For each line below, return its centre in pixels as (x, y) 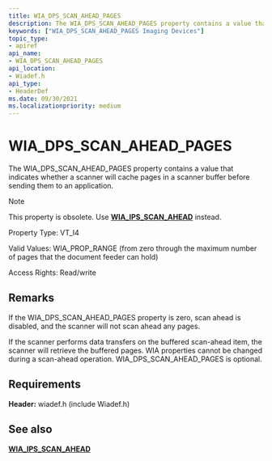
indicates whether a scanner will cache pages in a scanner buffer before (129, 177)
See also (30, 429)
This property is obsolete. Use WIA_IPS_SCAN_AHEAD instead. (115, 217)
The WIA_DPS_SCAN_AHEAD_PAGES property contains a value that (121, 169)
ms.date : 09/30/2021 (43, 99)
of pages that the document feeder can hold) (83, 257)
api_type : (25, 83)
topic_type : (28, 38)
